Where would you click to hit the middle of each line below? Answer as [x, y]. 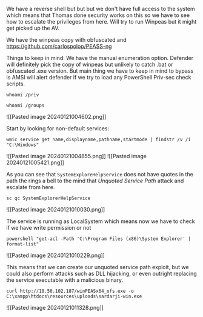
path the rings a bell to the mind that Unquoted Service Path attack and [95, 181]
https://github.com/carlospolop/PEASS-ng [59, 46]
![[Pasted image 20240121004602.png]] [56, 117]
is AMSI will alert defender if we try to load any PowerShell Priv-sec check [99, 77]
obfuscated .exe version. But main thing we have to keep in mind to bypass [100, 71]
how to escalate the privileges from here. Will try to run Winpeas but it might [101, 22]
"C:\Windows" [23, 145]
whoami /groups [25, 105]
